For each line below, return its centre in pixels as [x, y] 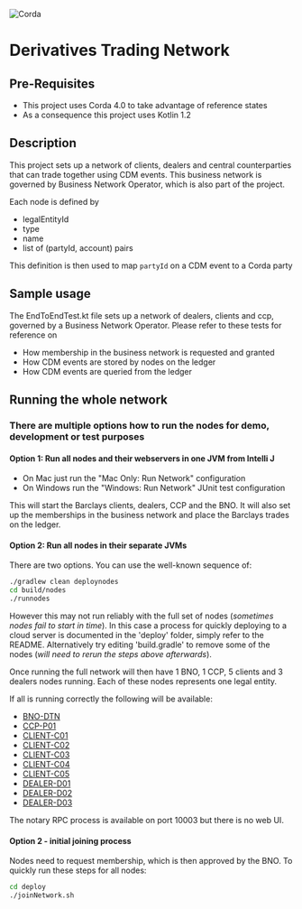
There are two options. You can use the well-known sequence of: [131, 565]
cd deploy [28, 887]
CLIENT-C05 [46, 774]
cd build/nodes [38, 590]
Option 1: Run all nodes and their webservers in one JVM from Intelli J [142, 458]
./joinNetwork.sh [42, 895]
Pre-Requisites [52, 83]
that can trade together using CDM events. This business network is [136, 174]
